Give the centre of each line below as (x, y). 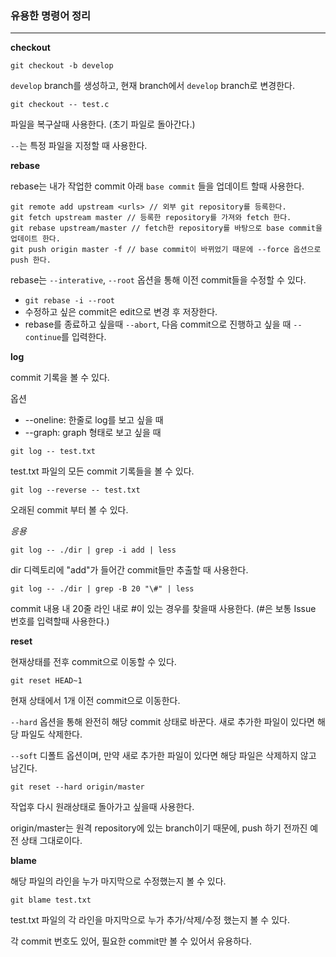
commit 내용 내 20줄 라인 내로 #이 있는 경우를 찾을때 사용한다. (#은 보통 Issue (163, 609)
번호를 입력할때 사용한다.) (60, 621)
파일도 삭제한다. (51, 734)
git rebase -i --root (69, 301)
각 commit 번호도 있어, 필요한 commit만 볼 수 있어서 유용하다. (131, 941)
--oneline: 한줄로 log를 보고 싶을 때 (94, 420)
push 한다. (31, 260)
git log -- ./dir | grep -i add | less (93, 550)
